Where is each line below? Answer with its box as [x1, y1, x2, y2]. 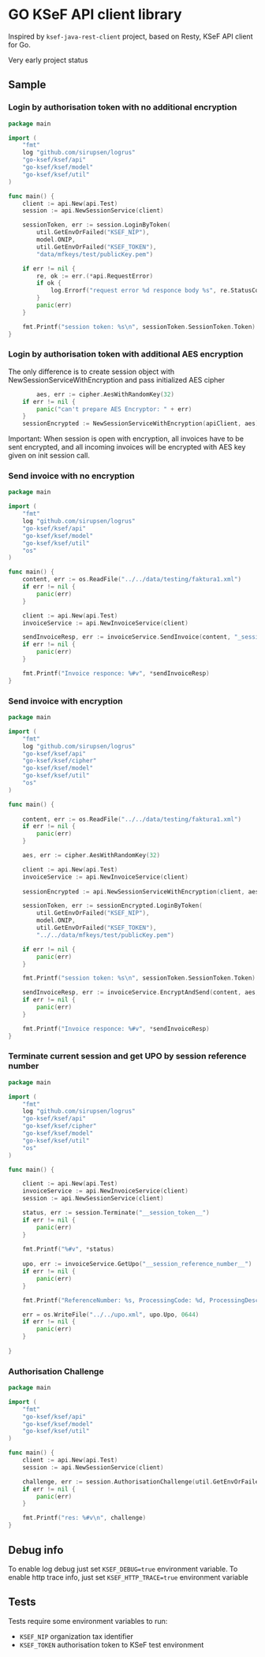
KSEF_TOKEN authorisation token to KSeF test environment [19, 1640, 204, 1649]
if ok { [36, 279, 62, 287]
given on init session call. [8, 451, 91, 461]
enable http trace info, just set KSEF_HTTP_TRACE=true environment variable [8, 1572, 248, 1582]
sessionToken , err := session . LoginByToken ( [22, 221, 171, 230]
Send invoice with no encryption [8, 471, 136, 482]
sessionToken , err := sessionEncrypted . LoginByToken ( [22, 901, 203, 910]
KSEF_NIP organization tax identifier [19, 1631, 134, 1641]
